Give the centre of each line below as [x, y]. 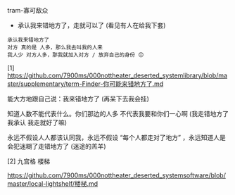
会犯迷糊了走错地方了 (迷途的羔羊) [57, 146]
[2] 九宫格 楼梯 [29, 161]
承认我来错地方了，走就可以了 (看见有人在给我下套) [91, 25]
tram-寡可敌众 [28, 10]
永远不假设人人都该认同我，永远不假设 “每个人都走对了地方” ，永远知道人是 [117, 137]
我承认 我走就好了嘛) [37, 122]
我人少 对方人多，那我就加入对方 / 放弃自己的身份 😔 [76, 55]
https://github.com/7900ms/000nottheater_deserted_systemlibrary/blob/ [113, 75]
